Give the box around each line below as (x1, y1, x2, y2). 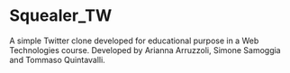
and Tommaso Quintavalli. (9, 54, 105, 65)
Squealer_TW (9, 5, 113, 26)
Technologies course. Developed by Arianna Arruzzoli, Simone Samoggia (9, 44, 281, 55)
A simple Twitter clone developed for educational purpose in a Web (9, 35, 259, 46)
